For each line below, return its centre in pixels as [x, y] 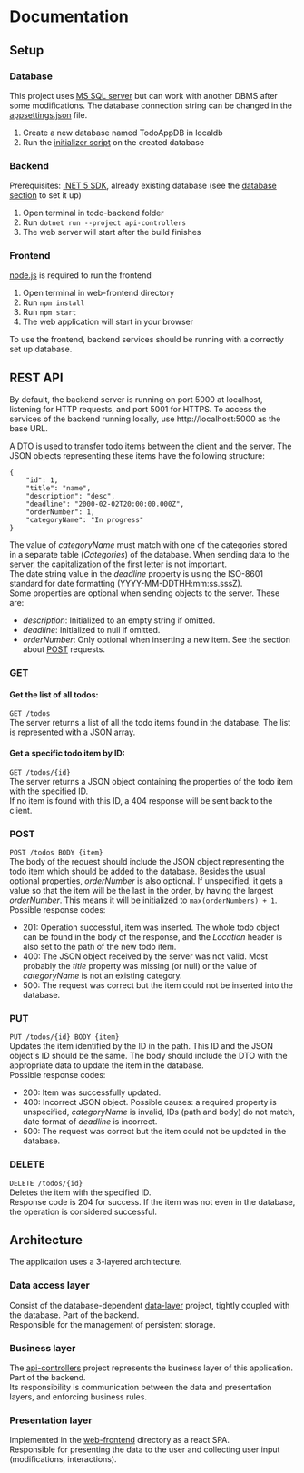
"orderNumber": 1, [60, 512]
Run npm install [54, 302]
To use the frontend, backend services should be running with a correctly [147, 340]
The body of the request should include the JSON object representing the [147, 861]
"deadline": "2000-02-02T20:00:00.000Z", [105, 504]
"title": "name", [59, 489]
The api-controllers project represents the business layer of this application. [151, 1368]
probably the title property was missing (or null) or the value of [139, 965]
